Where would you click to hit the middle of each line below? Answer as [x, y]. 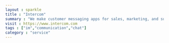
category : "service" [28, 33]
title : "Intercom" [26, 14]
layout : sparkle [23, 10]
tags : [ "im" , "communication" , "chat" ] [46, 28]
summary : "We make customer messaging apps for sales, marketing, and [82, 19]
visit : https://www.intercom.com [41, 23]
